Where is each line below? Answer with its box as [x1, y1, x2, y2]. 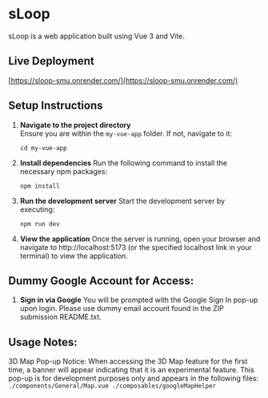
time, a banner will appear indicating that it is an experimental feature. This [8, 365, 254, 375]
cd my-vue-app [19, 144, 67, 152]
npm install [19, 181, 60, 190]
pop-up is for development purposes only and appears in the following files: [8, 373, 259, 384]
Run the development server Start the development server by [19, 196, 226, 205]
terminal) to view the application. [19, 251, 128, 261]
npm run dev [19, 220, 60, 228]
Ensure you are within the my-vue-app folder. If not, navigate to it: [19, 129, 233, 138]
